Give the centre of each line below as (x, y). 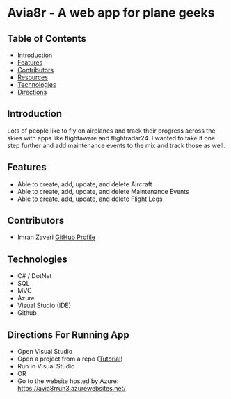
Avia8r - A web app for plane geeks (111, 13)
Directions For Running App (69, 335)
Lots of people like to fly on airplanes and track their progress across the (111, 131)
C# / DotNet (34, 276)
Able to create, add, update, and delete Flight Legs (90, 199)
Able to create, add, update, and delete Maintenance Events (103, 191)
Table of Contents (47, 39)
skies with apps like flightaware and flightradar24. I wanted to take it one (111, 138)
